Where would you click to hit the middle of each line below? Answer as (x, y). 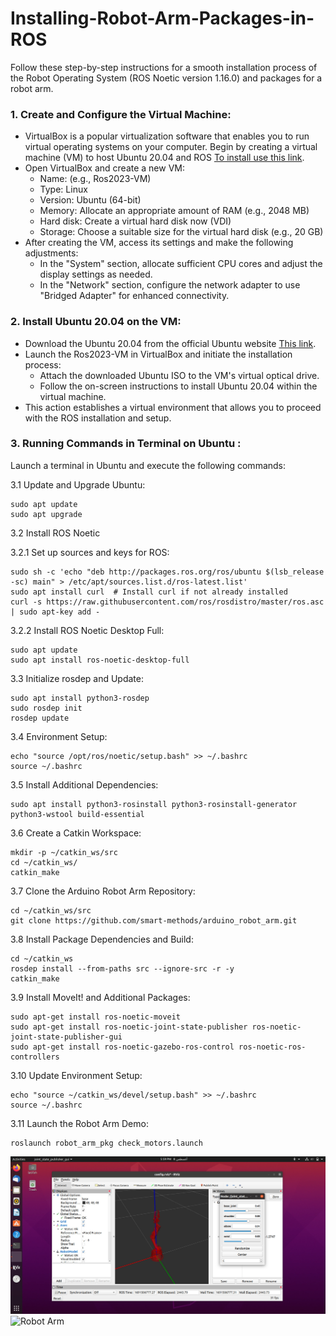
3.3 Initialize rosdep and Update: (77, 678)
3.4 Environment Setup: (59, 736)
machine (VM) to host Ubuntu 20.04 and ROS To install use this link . (164, 158)
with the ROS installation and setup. (98, 418)
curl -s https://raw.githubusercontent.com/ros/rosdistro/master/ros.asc (167, 602)
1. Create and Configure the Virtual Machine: (121, 114)
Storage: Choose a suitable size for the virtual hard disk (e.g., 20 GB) (181, 232)
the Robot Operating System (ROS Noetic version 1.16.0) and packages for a (166, 78)
